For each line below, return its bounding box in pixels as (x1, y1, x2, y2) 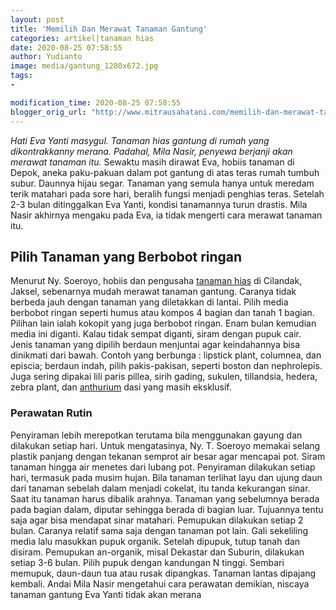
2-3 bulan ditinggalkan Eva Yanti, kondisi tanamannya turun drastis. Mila (10, 198, 308, 210)
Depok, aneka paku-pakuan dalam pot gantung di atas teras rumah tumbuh (10, 166, 320, 178)
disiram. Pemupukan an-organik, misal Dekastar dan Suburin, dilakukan (10, 546, 305, 558)
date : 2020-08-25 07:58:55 (10, 42, 123, 53)
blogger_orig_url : (10, 107, 87, 117)
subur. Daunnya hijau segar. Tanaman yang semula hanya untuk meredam (10, 177, 315, 189)
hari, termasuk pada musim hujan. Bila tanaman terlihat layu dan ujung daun (10, 471, 323, 483)
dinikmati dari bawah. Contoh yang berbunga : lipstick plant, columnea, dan (10, 349, 322, 361)
